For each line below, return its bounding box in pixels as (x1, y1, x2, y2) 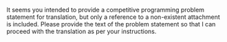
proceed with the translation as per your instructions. (6, 27, 157, 35)
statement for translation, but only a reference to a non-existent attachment (6, 13, 221, 21)
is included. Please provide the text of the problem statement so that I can (6, 20, 216, 28)
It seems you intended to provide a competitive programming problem (6, 6, 204, 14)
